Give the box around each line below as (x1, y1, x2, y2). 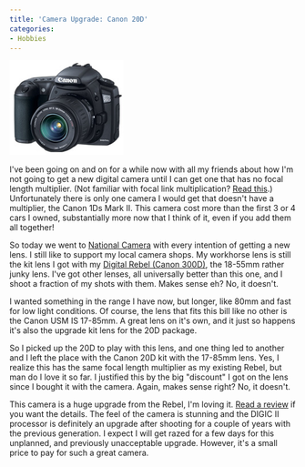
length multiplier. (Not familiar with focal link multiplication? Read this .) (9, 183, 273, 195)
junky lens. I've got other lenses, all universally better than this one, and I (9, 269, 283, 279)
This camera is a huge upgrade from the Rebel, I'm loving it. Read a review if (9, 399, 296, 410)
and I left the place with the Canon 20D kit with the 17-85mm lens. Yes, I (9, 352, 280, 363)
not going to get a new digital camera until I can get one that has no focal (9, 174, 284, 185)
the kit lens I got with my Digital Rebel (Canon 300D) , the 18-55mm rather (9, 259, 285, 270)
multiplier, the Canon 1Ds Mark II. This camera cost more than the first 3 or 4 (9, 203, 296, 214)
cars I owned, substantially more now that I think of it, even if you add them (9, 212, 291, 223)
